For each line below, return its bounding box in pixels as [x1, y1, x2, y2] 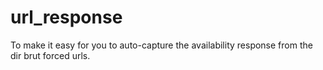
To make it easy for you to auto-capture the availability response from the [10, 39, 313, 51]
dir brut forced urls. [10, 49, 91, 61]
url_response [10, 6, 123, 29]
